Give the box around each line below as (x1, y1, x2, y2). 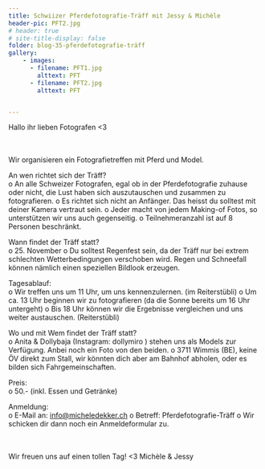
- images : (22, 57, 56, 65)
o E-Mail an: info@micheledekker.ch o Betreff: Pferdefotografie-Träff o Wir (8, 410, 255, 420)
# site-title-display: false (8, 34, 106, 43)
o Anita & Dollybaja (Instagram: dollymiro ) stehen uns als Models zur (8, 336, 237, 346)
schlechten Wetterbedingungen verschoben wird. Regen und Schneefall (8, 255, 247, 264)
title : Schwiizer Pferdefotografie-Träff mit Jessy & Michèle (8, 11, 221, 20)
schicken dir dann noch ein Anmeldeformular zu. (8, 419, 169, 429)
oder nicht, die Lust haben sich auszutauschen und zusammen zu (8, 188, 226, 198)
